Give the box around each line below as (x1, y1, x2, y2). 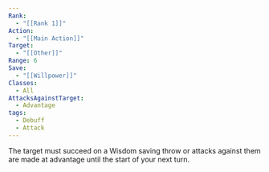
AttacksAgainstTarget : (8, 94, 84, 102)
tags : (8, 109, 26, 117)
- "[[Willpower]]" (15, 72, 78, 80)
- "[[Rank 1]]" (15, 19, 67, 27)
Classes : (8, 79, 38, 87)
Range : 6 (8, 57, 38, 65)
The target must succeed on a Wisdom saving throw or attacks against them (8, 145, 261, 155)
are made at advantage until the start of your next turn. (8, 154, 190, 164)
